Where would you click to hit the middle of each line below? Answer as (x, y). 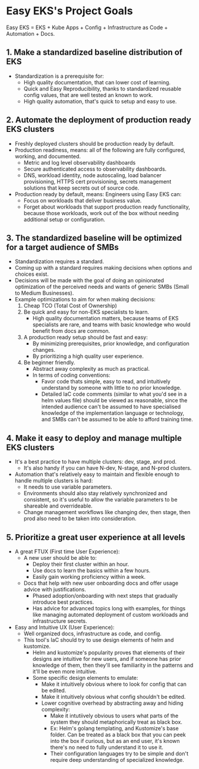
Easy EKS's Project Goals (70, 11)
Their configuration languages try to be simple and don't (119, 754)
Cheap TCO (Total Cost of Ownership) (70, 306)
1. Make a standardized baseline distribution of (94, 53)
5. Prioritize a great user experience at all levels (96, 537)
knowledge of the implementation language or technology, (113, 413)
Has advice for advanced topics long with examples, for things (109, 608)
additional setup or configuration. (64, 219)
